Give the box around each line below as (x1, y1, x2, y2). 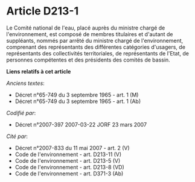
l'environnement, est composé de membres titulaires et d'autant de (6, 30, 173, 37)
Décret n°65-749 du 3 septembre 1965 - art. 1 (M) (14, 91, 139, 98)
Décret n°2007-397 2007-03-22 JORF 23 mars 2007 (14, 121, 147, 128)
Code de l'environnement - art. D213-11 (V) (14, 151, 122, 158)
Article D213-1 (6, 4, 79, 18)
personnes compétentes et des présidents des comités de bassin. (6, 56, 170, 63)
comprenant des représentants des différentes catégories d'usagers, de (6, 43, 186, 51)
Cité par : (6, 133, 28, 140)
